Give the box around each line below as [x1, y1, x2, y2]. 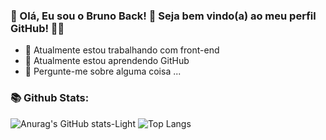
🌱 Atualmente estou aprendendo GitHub [24, 55, 190, 67]
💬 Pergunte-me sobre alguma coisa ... [24, 65, 182, 78]
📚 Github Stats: [10, 91, 90, 105]
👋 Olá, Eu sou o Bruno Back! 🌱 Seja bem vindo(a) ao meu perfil [10, 9, 317, 23]
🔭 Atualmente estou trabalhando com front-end [24, 44, 220, 56]
